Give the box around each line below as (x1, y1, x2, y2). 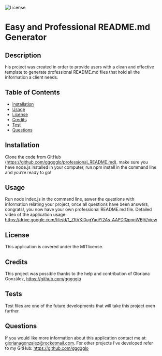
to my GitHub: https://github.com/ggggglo (5, 345, 88, 351)
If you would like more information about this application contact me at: (5, 335, 147, 340)
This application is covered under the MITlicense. (5, 244, 103, 250)
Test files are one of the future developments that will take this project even (5, 303, 156, 308)
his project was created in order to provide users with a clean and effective (5, 64, 155, 70)
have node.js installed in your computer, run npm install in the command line (5, 164, 157, 170)
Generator (5, 32, 47, 43)
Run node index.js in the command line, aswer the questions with (5, 196, 134, 202)
